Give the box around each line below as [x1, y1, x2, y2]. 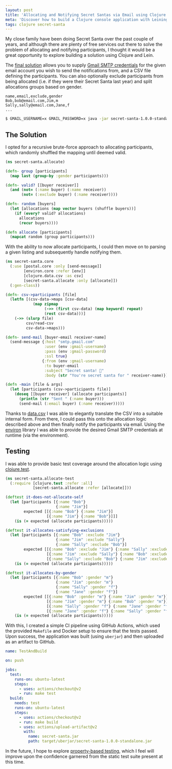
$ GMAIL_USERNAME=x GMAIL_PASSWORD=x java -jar [5, 116, 109, 121]
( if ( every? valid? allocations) [14, 211, 86, 216]
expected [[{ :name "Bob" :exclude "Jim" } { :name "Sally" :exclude [24, 547, 168, 552]
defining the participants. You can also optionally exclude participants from [5, 73, 164, 79]
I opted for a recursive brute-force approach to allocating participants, [5, 144, 154, 150]
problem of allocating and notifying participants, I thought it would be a [5, 47, 155, 53]
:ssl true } [44, 354, 68, 359]
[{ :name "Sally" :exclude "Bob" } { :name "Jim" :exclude [46, 556, 168, 562]
